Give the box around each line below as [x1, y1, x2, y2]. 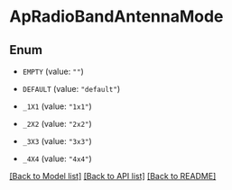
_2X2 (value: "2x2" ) [22, 119, 92, 129]
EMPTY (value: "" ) [22, 66, 84, 77]
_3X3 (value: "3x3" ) [22, 136, 92, 146]
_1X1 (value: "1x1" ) [22, 101, 92, 112]
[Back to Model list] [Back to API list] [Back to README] [9, 171, 217, 181]
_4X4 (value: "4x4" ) [22, 153, 92, 164]
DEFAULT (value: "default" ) [22, 84, 120, 94]
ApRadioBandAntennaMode [9, 6, 224, 27]
